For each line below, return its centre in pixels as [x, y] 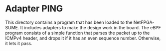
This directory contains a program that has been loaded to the [69, 22]
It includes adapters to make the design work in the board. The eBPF [90, 27]
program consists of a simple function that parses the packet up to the [78, 33]
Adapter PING [34, 9]
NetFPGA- [144, 22]
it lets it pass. [19, 43]
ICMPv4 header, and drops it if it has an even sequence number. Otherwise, [83, 38]
